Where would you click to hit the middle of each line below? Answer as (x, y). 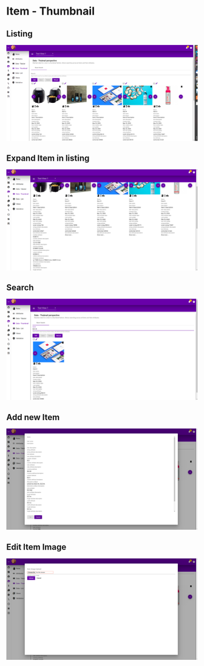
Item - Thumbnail (51, 11)
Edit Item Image (36, 547)
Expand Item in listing (48, 158)
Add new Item (33, 417)
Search (20, 287)
